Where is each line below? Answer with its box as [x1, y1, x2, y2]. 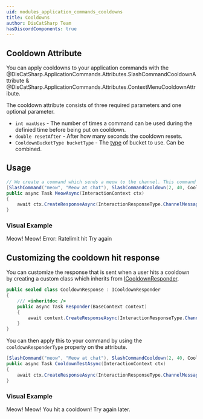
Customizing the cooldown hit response [6, 252, 160, 263]
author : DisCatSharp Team [6, 20, 71, 26]
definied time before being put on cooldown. [14, 126, 126, 134]
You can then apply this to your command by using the [6, 337, 143, 345]
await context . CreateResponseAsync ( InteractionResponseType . [28, 315, 185, 321]
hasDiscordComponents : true [6, 25, 77, 32]
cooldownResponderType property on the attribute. [6, 343, 128, 351]
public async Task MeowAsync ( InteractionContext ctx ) [6, 190, 145, 197]
